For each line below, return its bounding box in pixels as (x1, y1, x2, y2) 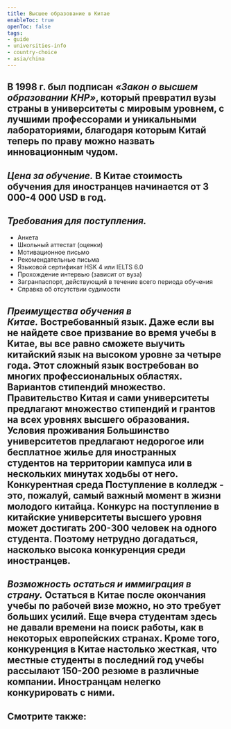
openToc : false (7, 23, 51, 30)
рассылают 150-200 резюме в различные (7, 665, 200, 677)
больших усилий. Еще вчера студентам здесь (7, 611, 217, 623)
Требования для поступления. (7, 215, 147, 226)
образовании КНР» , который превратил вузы (7, 92, 216, 104)
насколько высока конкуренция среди (7, 544, 186, 555)
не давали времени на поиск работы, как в (7, 622, 204, 634)
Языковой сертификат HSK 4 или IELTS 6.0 (17, 263, 144, 271)
